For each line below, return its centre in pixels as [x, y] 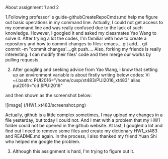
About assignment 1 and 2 [32, 7]
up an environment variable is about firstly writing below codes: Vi [81, 75]
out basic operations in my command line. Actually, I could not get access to [84, 22]
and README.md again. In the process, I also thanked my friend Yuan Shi [81, 136]
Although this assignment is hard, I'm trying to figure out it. [73, 151]
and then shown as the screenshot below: [49, 95]
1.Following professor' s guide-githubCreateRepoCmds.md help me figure [81, 17]
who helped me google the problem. [43, 141]
